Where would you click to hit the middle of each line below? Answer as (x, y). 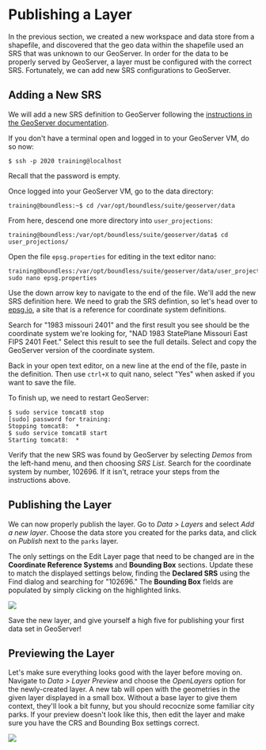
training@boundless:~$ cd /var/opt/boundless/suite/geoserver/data (122, 205)
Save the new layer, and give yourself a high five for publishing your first (126, 620)
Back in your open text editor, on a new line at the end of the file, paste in (127, 365)
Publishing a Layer (70, 15)
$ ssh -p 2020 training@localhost (65, 161)
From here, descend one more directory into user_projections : (111, 220)
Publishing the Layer (60, 505)
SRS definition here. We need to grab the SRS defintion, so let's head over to (133, 301)
